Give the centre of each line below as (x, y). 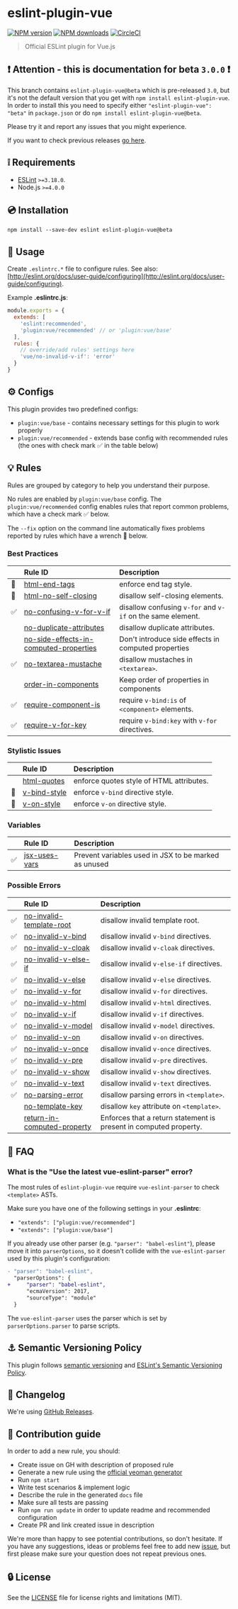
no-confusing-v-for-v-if (67, 611)
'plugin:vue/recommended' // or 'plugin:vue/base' (96, 330)
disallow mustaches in (156, 659)
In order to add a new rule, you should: (64, 1451)
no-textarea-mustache (63, 664)
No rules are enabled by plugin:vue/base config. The (84, 499)
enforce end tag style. (156, 584)
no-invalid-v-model (58, 1025)
